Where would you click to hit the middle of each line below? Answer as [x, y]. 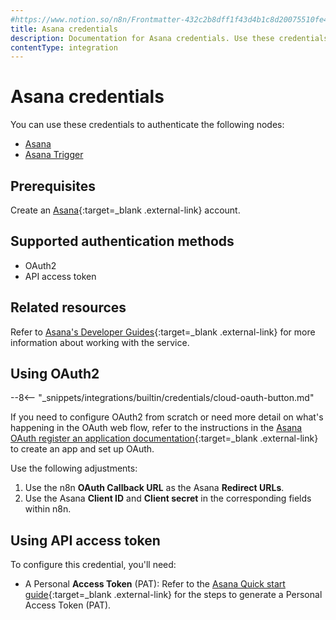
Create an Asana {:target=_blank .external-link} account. [125, 210]
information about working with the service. [100, 342]
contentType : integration [64, 47]
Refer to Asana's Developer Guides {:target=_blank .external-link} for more [163, 332]
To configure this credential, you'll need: [93, 565]
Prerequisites [53, 186]
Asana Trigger [54, 155]
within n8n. [48, 509]
